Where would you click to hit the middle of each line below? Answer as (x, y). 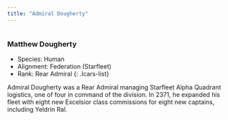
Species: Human (41, 59)
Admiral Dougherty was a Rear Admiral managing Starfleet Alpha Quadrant (114, 87)
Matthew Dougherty (42, 44)
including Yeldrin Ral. (37, 109)
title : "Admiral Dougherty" (48, 14)
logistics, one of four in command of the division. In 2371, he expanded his (114, 94)
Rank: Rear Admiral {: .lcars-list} (63, 74)
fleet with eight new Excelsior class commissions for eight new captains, (111, 102)
